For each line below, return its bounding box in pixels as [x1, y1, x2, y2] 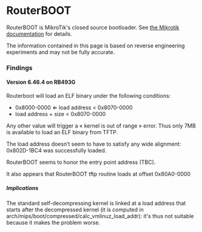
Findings [6, 63, 33, 72]
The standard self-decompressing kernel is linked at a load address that [6, 200, 186, 207]
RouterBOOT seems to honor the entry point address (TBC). [6, 159, 156, 166]
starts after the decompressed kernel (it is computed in [6, 206, 144, 213]
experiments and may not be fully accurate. [6, 48, 115, 55]
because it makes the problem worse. [6, 219, 101, 227]
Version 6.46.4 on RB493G [6, 78, 76, 86]
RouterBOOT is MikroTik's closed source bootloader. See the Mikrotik [6, 24, 180, 31]
